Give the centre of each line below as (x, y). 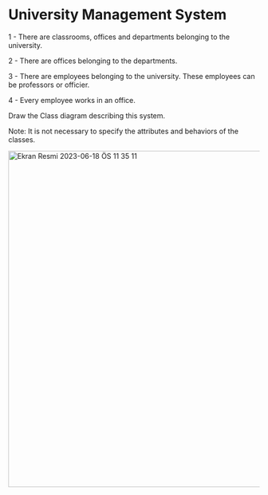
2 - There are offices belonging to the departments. (93, 61)
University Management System (118, 15)
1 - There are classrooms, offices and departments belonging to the (119, 37)
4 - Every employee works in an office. (72, 100)
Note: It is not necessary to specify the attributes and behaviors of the (124, 131)
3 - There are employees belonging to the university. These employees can (132, 76)
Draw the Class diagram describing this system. (87, 115)
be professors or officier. (49, 85)
